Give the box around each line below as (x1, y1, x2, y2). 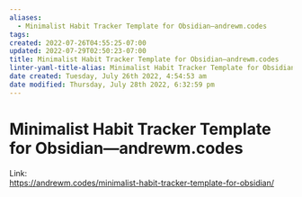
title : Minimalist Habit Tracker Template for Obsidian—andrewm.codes (9, 55, 280, 64)
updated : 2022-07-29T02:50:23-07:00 (9, 47, 147, 56)
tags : (9, 30, 30, 39)
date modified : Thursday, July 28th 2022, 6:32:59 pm (9, 80, 216, 89)
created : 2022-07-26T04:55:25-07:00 (9, 38, 147, 48)
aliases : (9, 13, 42, 22)
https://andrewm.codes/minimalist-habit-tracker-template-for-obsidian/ (9, 177, 275, 188)
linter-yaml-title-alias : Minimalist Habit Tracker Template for (9, 64, 259, 73)
